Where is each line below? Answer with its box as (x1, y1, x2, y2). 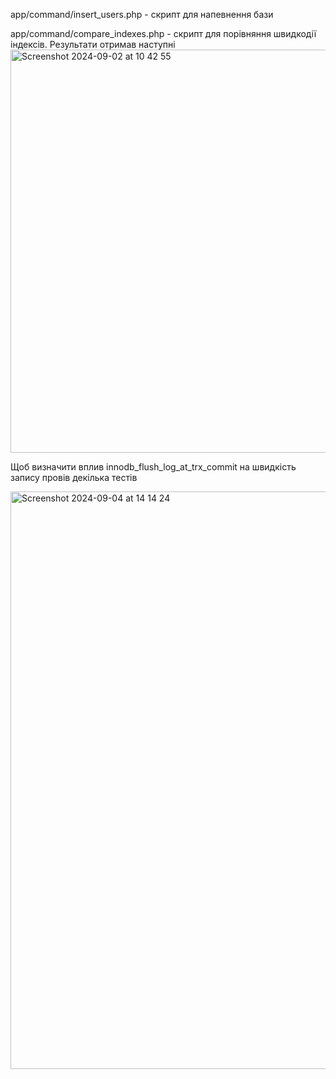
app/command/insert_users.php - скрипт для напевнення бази (10, 9, 274, 20)
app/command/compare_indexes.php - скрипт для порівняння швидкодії (10, 28, 317, 39)
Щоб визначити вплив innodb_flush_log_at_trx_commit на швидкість (10, 461, 297, 473)
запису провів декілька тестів (10, 472, 138, 483)
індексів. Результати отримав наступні (10, 39, 176, 50)
